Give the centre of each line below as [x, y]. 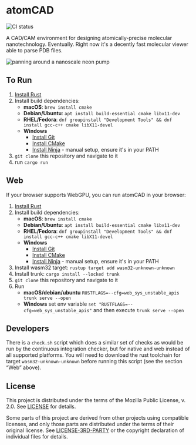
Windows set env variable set [60, 304]
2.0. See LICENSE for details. [41, 407]
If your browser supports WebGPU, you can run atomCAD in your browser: [96, 195]
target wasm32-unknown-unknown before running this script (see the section [94, 362]
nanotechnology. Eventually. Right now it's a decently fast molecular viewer [97, 44]
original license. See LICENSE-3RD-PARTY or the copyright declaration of [95, 430]
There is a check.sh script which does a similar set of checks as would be [95, 343]
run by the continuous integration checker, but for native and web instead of [98, 349]
